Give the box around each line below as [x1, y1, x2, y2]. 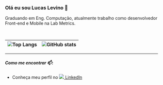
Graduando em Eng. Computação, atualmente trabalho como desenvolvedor [5, 15, 158, 21]
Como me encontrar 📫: [5, 60, 53, 66]
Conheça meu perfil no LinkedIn [12, 74, 82, 80]
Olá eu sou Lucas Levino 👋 [5, 4, 68, 11]
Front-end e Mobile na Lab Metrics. [5, 20, 76, 26]
